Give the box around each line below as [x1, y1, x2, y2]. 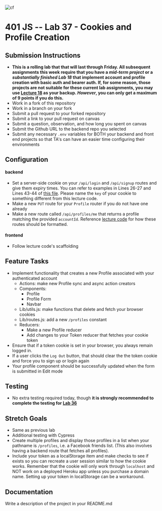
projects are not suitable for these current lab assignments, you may [12, 85, 153, 90]
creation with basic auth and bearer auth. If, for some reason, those [12, 80, 151, 85]
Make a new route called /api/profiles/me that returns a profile [12, 211, 139, 217]
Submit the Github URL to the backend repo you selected [12, 126, 126, 132]
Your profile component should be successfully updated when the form [12, 363, 155, 369]
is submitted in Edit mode [12, 368, 63, 374]
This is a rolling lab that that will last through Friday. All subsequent [12, 64, 150, 70]
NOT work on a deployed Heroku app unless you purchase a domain [12, 469, 149, 475]
